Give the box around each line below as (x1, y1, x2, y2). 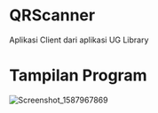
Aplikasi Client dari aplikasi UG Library (9, 34, 149, 45)
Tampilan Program (9, 65, 148, 86)
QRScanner (9, 5, 96, 26)
